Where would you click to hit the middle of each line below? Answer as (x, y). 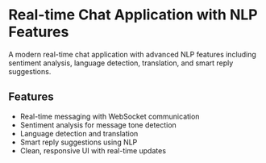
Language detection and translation (79, 133)
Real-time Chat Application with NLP (133, 15)
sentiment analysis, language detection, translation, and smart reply (121, 63)
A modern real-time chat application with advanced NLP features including (132, 54)
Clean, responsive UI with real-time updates (93, 150)
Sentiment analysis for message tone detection (98, 125)
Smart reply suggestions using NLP (79, 142)
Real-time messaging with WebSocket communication (110, 116)
